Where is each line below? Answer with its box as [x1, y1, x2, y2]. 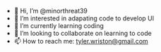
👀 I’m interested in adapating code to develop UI [13, 14, 154, 22]
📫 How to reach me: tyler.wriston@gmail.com [13, 37, 148, 45]
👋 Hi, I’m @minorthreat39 [13, 7, 88, 15]
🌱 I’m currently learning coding [13, 22, 105, 30]
